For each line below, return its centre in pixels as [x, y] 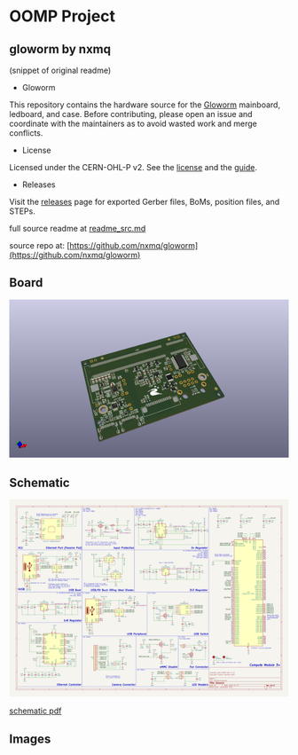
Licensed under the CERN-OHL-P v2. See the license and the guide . [133, 167]
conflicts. [26, 133]
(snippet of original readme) [60, 70]
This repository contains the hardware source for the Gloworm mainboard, [145, 105]
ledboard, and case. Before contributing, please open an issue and [131, 114]
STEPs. [22, 211]
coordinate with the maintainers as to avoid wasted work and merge [133, 123]
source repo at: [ [39, 245]
